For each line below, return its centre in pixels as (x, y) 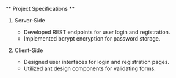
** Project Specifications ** (40, 9)
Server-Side (30, 20)
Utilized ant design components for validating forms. (90, 68)
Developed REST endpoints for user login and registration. (97, 32)
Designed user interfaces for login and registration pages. (96, 62)
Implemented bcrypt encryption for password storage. (92, 38)
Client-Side (29, 50)
